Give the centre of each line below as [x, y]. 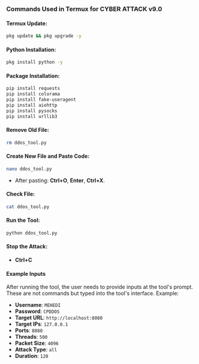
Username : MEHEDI [38, 305]
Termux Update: [27, 23]
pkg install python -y [34, 62]
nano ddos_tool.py [29, 169]
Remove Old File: [28, 130]
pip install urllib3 [32, 116]
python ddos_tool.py [32, 233]
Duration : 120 [31, 356]
